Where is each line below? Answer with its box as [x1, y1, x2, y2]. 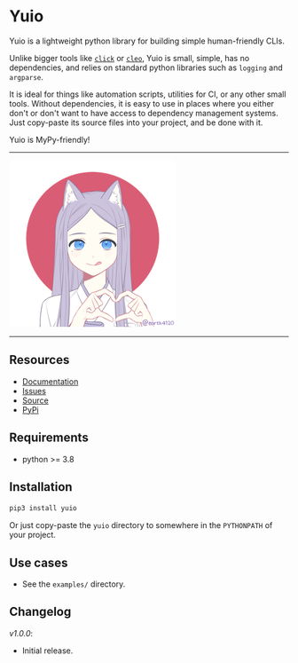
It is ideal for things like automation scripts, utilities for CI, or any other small [9, 89, 286, 99]
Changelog [9, 604, 72, 620]
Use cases [9, 555, 68, 570]
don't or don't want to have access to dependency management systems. [9, 107, 278, 118]
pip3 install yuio [9, 504, 77, 513]
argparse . [9, 71, 44, 82]
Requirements [9, 430, 89, 446]
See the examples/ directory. [21, 579, 126, 589]
